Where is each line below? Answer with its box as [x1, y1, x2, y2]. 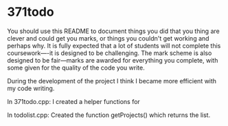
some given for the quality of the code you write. [7, 63, 146, 72]
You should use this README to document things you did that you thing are [7, 27, 220, 35]
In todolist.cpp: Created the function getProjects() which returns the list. [7, 111, 211, 119]
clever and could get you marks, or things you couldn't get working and [7, 34, 209, 42]
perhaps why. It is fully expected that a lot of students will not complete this [7, 41, 221, 50]
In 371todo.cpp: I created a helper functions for [7, 97, 141, 105]
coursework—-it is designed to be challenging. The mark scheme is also [7, 49, 212, 57]
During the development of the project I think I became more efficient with [7, 76, 217, 85]
